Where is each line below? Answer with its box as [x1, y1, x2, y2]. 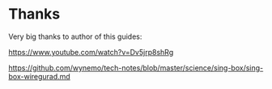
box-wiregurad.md [8, 71, 70, 81]
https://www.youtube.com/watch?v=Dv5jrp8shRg [8, 47, 174, 57]
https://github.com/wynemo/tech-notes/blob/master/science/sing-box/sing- [8, 62, 264, 73]
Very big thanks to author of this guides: [8, 32, 142, 41]
